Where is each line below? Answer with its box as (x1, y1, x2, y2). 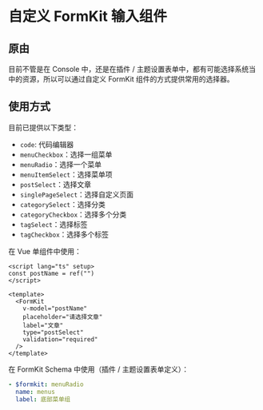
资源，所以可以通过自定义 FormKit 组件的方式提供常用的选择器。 (22, 74, 234, 84)
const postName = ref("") (8, 269, 94, 277)
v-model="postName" (22, 305, 88, 312)
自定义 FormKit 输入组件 (8, 7, 168, 26)
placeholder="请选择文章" (22, 312, 103, 320)
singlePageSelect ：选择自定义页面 (19, 189, 134, 199)
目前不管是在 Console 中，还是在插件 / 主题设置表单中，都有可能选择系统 (8, 65, 249, 74)
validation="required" (22, 335, 98, 344)
